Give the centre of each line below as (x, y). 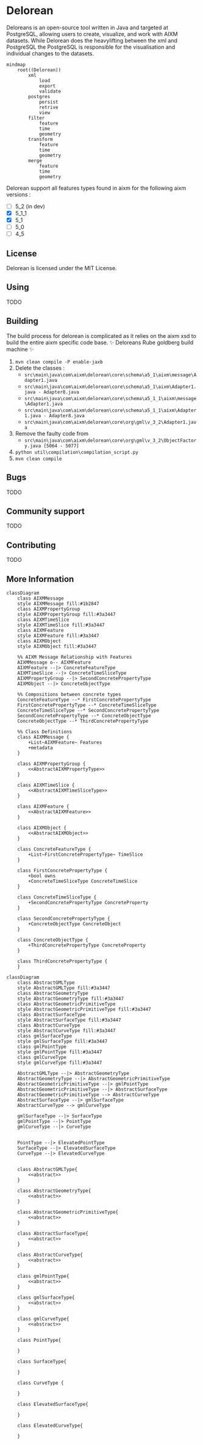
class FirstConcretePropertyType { (62, 870)
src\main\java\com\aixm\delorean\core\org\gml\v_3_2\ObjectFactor (110, 440)
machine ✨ (20, 349)
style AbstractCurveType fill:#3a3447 (66, 1031)
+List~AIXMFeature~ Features (65, 742)
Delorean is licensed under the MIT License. (62, 268)
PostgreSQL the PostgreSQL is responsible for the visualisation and (91, 47)
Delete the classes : (40, 368)
